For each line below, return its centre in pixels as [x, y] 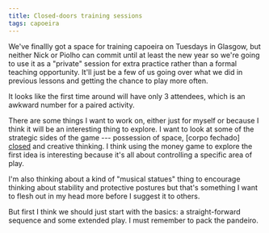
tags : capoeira [34, 23]
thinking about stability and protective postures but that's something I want [133, 187]
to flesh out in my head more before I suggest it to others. [104, 196]
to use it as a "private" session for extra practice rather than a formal [122, 63]
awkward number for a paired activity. [71, 105]
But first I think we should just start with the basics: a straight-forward [124, 211]
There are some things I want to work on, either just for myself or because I [134, 120]
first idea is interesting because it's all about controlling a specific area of [130, 155]
